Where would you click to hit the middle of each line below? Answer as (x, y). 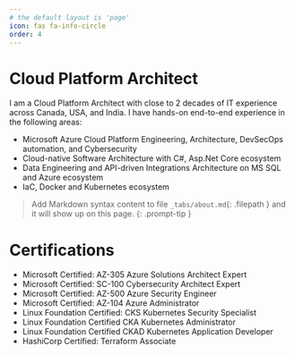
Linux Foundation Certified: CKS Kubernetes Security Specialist (139, 313)
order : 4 (26, 34)
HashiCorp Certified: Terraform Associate (99, 342)
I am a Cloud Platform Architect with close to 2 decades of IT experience (143, 103)
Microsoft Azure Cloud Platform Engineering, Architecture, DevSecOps (153, 139)
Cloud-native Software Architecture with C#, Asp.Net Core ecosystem (151, 158)
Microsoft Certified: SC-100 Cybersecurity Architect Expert (131, 284)
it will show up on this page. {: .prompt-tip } (111, 214)
